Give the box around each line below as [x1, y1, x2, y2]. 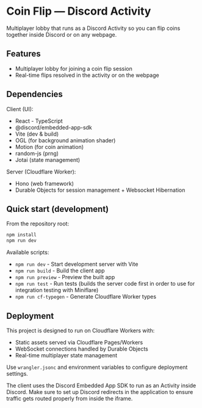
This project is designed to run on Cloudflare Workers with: [6, 327, 155, 334]
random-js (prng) [15, 150, 59, 157]
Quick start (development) [6, 203, 109, 214]
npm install [6, 232, 37, 238]
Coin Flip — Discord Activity [6, 4, 151, 18]
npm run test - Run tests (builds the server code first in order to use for [15, 280, 195, 288]
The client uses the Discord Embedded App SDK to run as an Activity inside [6, 382, 197, 389]
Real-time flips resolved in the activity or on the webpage [15, 71, 160, 79]
